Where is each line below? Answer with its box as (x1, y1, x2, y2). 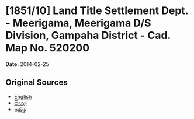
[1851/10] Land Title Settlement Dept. (5, 4, 189, 17)
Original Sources (5, 78, 68, 87)
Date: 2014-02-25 (5, 60, 49, 68)
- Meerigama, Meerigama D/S (5, 16, 151, 30)
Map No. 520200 (5, 41, 90, 55)
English (13, 93, 32, 100)
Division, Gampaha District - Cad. (5, 29, 171, 42)
